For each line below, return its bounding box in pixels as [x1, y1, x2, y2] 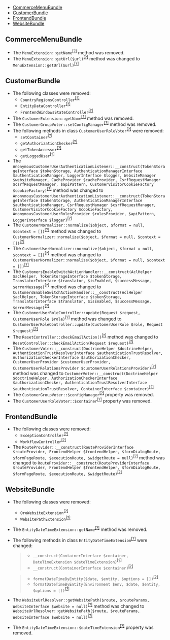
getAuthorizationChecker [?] [20, 139, 78, 146]
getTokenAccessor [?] [20, 145, 62, 152]
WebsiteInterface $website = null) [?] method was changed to [12, 602, 145, 609]
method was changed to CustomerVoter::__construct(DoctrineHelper [12, 370, 158, 376]
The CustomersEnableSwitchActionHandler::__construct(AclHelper [12, 268, 152, 275]
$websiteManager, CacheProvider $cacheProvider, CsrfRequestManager [12, 178, 161, 183]
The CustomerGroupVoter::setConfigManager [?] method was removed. [12, 120, 157, 127]
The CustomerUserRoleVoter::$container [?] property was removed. [12, 397, 152, 404]
